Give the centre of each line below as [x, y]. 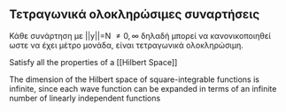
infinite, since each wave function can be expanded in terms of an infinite [143, 88]
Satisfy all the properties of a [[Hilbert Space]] [93, 62]
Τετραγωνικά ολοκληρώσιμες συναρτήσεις [135, 15]
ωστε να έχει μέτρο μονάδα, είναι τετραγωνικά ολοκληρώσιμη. [126, 45]
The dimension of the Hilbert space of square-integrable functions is [134, 79]
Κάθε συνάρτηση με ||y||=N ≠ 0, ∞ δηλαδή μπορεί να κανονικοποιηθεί [140, 35]
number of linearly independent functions [85, 98]
